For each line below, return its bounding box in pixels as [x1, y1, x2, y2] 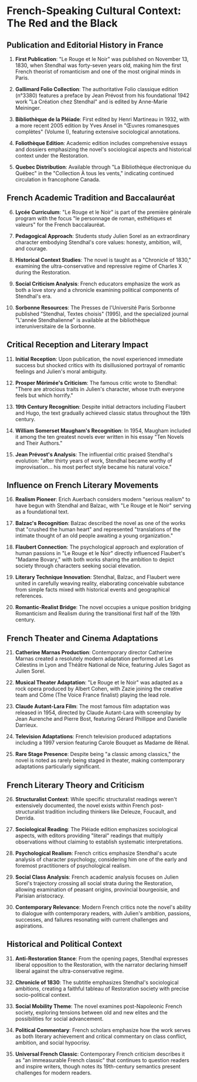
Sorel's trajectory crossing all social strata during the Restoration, [15, 880, 174, 887]
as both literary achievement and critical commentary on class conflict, [15, 1033, 187, 1040]
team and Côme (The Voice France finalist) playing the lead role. [15, 691, 171, 698]
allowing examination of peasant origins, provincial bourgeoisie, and [15, 886, 180, 893]
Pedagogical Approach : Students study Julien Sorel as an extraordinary [15, 232, 190, 239]
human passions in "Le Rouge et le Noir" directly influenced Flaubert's [15, 550, 185, 557]
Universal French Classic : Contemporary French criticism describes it [15, 1050, 185, 1057]
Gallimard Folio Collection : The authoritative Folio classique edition [15, 86, 178, 92]
